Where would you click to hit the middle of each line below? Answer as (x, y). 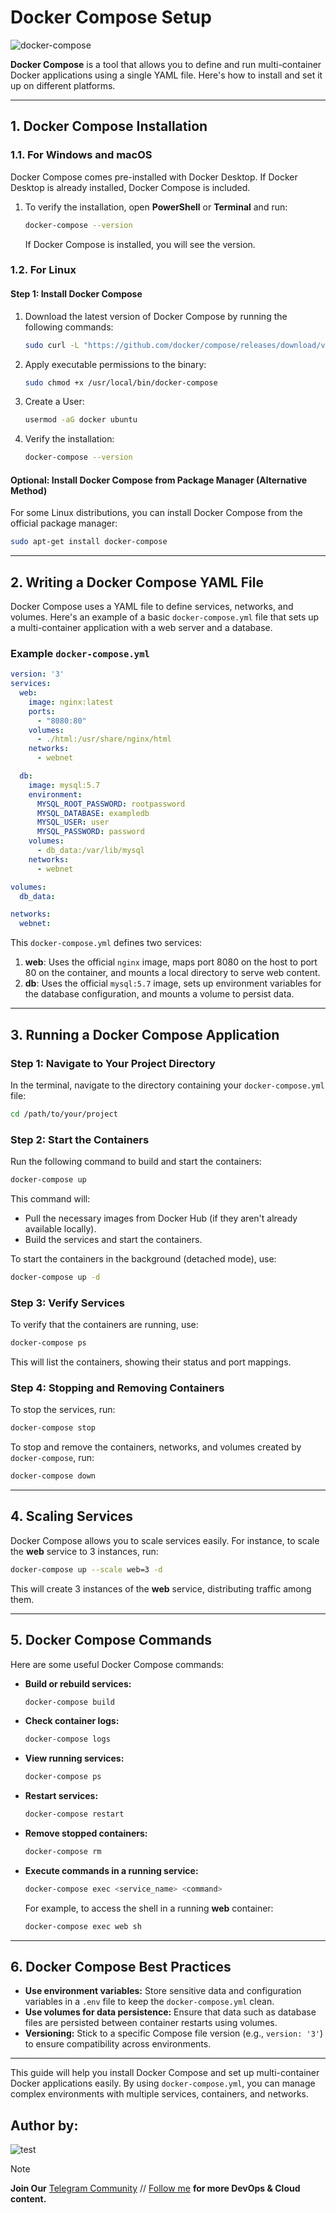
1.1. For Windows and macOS (81, 155)
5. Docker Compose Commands (111, 1640)
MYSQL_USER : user (73, 822)
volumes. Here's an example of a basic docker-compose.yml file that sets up (165, 617)
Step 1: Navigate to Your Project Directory (113, 1063)
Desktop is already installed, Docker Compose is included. (130, 187)
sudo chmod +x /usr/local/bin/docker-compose (121, 382)
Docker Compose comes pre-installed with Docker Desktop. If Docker (154, 177)
